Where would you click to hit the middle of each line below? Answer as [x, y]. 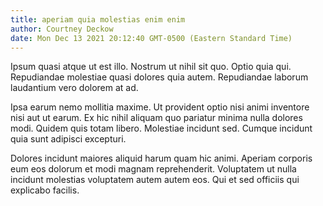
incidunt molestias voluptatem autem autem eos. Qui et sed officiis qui [155, 180]
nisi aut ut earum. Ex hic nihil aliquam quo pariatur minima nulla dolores [156, 118]
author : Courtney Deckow [62, 29]
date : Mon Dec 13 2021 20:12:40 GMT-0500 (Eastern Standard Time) [151, 38]
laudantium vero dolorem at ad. [74, 88]
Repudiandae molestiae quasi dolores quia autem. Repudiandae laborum [159, 77]
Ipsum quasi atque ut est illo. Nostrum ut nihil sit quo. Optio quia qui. [151, 67]
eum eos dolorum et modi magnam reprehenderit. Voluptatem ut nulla [153, 169]
